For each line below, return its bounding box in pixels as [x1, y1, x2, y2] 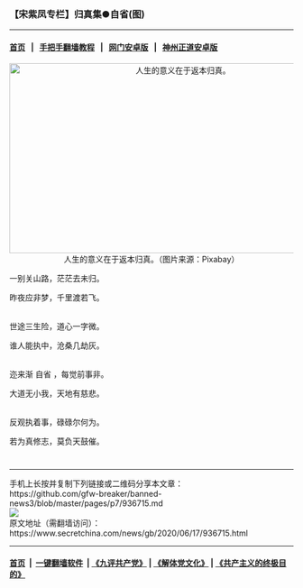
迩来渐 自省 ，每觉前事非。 [9, 368, 109, 380]
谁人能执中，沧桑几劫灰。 [9, 340, 105, 351]
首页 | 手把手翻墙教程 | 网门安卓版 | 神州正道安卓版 [9, 41, 218, 52]
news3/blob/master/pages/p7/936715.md [9, 498, 164, 509]
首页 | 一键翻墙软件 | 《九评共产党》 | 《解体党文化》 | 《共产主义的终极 [9, 557, 280, 569]
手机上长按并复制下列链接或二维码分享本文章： [9, 478, 183, 489]
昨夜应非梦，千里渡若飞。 [9, 291, 105, 303]
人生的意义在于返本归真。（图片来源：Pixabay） [63, 253, 240, 264]
